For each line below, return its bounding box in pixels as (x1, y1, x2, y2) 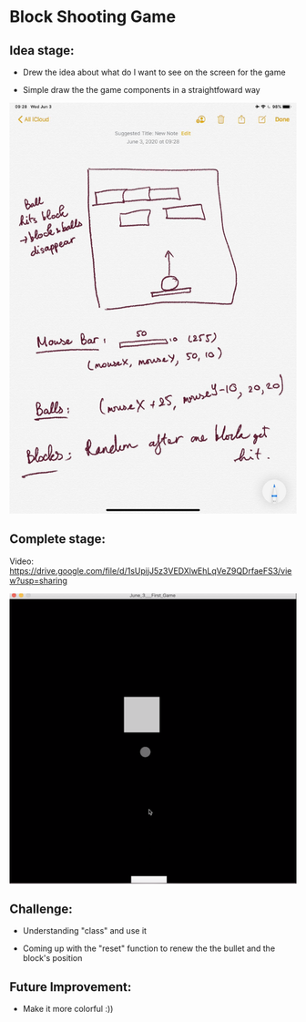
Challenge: (9, 901, 73, 916)
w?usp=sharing (9, 575, 68, 586)
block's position (22, 953, 83, 964)
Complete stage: (9, 531, 107, 547)
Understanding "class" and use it (22, 925, 148, 936)
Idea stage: (9, 43, 75, 58)
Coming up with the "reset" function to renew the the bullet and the (22, 943, 276, 954)
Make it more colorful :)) (22, 1004, 114, 1015)
